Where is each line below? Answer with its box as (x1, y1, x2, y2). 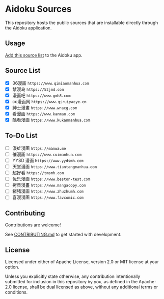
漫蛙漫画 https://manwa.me (12, 145, 66, 151)
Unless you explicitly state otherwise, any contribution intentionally (5, 273, 140, 279)
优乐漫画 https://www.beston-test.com (12, 176, 91, 182)
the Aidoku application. (5, 25, 52, 30)
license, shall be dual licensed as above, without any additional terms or (12, 284, 158, 290)
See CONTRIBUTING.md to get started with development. (5, 232, 122, 238)
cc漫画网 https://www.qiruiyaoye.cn (12, 98, 87, 104)
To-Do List (5, 132, 38, 140)
